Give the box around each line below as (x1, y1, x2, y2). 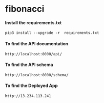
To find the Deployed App (5, 83, 58, 88)
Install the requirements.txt (5, 19, 62, 25)
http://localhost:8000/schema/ (5, 72, 69, 77)
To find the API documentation (5, 40, 68, 47)
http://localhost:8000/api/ (5, 51, 62, 56)
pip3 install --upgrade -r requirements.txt (5, 31, 99, 35)
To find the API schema (5, 62, 53, 68)
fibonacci (5, 3, 45, 15)
